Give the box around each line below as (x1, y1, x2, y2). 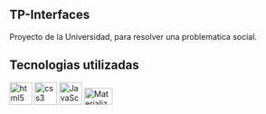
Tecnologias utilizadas (9, 58, 139, 73)
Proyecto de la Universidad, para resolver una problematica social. (9, 31, 258, 42)
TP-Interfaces (9, 7, 90, 23)
